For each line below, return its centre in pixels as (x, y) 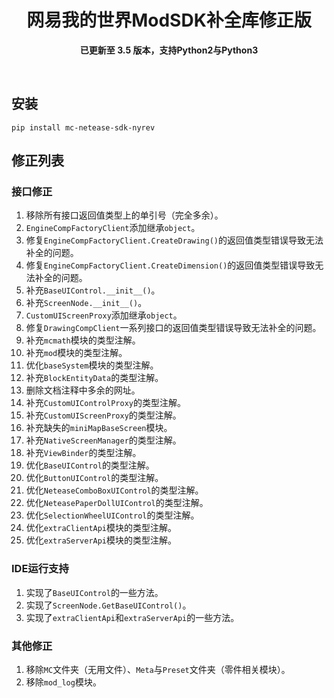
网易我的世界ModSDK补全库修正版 (169, 20)
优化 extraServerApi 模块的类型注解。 (101, 540)
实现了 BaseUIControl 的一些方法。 (94, 592)
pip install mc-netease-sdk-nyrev (83, 127)
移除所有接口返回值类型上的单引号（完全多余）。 (124, 215)
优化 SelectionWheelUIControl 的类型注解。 (112, 515)
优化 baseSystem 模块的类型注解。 (92, 365)
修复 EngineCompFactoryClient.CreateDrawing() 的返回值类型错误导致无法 (174, 240)
